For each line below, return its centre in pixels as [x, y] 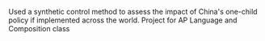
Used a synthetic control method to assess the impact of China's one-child [133, 12]
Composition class [39, 29]
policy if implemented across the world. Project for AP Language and [123, 20]
